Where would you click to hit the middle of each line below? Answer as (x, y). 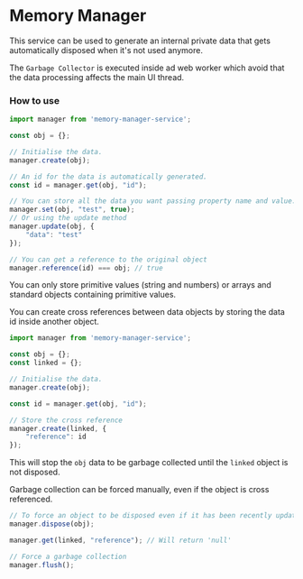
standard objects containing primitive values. (93, 295)
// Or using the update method (68, 218)
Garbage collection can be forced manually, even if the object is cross (139, 490)
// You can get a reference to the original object (108, 259)
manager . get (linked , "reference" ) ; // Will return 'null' (120, 540)
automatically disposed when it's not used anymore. (106, 50)
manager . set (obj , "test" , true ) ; (72, 210)
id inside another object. (54, 322)
